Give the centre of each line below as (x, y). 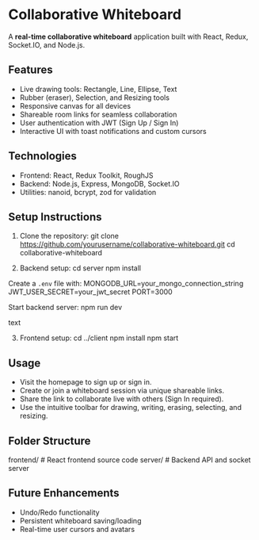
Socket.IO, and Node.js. (47, 44)
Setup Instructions (55, 217)
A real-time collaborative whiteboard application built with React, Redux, (128, 36)
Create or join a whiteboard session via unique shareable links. (122, 391)
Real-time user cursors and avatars (77, 529)
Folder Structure (50, 440)
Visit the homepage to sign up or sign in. (86, 382)
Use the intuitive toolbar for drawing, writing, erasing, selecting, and (130, 408)
